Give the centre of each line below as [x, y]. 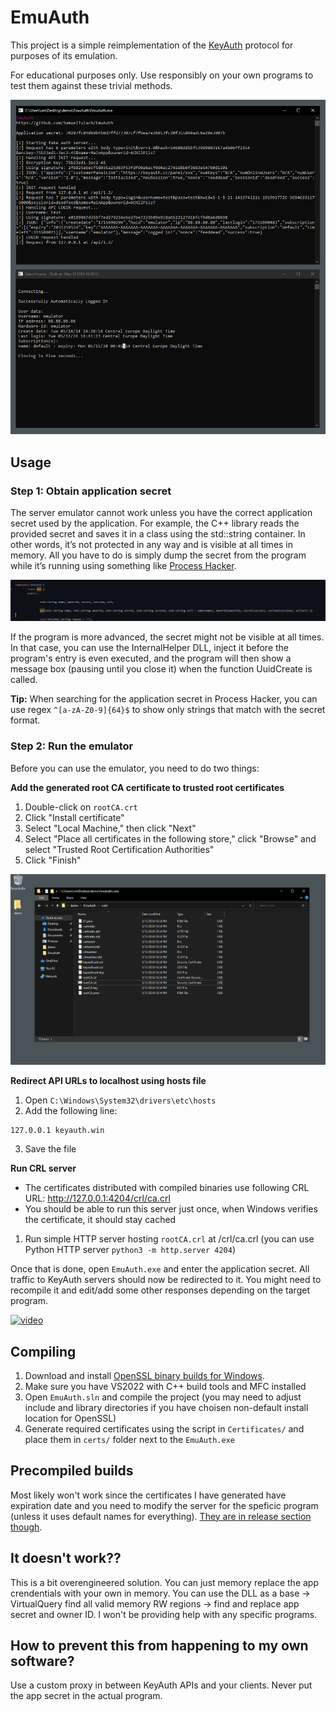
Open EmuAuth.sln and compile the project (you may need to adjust [163, 1397]
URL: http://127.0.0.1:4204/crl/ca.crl [97, 1198]
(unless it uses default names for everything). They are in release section [161, 1516]
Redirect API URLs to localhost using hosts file [108, 1081]
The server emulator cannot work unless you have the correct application [161, 512]
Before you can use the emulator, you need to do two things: [135, 768]
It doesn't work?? [66, 1558]
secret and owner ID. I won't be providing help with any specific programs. [164, 1614]
